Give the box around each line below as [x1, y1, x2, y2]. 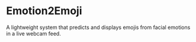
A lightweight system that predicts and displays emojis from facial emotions [6, 24, 191, 31]
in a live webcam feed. [6, 30, 61, 37]
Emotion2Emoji [6, 4, 82, 18]
